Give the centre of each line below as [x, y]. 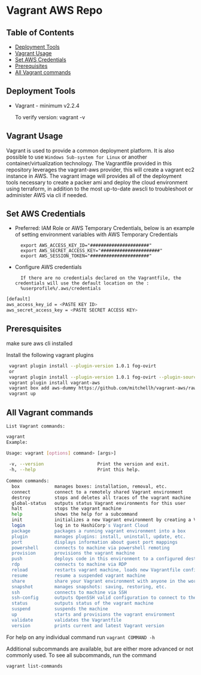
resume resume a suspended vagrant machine [79, 576]
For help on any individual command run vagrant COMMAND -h [81, 637]
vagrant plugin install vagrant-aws [54, 383]
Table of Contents [40, 33]
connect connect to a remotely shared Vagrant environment [98, 492]
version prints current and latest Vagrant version [88, 626]
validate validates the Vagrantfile [66, 620]
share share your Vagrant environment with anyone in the [99, 581]
